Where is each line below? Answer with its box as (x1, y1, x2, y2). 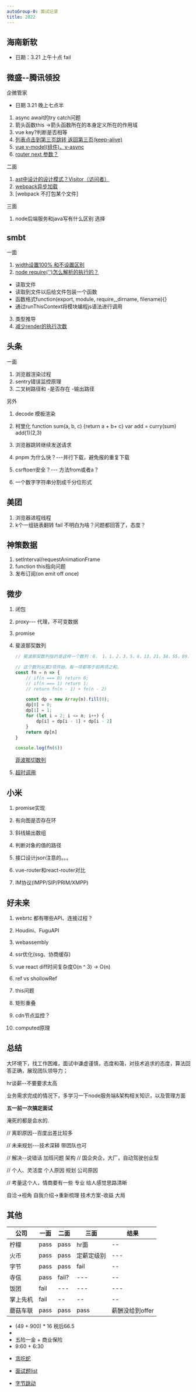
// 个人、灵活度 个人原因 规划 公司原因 (6, 1167, 98, 1174)
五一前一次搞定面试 (6, 1104, 53, 1111)
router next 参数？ (15, 151, 59, 158)
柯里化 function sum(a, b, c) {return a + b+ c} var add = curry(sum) (15, 422, 177, 429)
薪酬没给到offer (111, 1307, 154, 1315)
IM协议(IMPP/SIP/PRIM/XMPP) (15, 879, 89, 886)
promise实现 (15, 805, 45, 812)
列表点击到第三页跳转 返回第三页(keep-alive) (15, 136, 123, 143)
